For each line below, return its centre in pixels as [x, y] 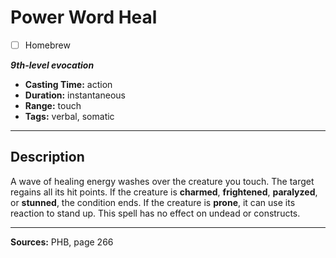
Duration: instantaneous [75, 95]
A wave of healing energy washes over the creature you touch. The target [162, 181]
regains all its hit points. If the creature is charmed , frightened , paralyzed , [164, 192]
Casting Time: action [68, 84]
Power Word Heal [84, 17]
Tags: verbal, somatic [69, 116]
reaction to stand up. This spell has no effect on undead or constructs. [155, 213]
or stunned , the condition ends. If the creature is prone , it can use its [153, 202]
